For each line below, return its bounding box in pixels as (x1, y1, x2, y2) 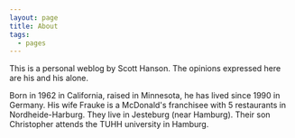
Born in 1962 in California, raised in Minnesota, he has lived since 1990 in (9, 90, 281, 101)
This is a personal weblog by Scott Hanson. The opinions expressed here (9, 63, 281, 74)
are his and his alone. (9, 73, 88, 84)
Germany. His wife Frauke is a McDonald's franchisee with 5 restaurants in (9, 100, 287, 111)
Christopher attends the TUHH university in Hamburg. (9, 119, 209, 130)
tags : (9, 30, 30, 39)
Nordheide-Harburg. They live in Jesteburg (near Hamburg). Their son (9, 109, 271, 120)
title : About (9, 22, 59, 31)
